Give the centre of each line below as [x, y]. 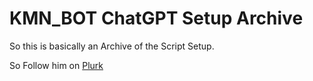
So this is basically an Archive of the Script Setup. [112, 46]
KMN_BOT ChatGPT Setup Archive [156, 18]
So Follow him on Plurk [56, 65]
